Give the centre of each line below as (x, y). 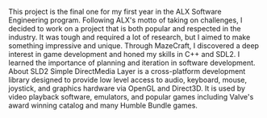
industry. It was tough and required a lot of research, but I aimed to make (129, 37)
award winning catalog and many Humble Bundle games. (103, 105)
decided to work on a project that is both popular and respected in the (125, 28)
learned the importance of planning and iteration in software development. (132, 63)
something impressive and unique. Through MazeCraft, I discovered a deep (134, 46)
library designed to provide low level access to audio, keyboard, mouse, (128, 80)
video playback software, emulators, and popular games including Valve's (131, 97)
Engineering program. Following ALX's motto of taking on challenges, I (125, 20)
